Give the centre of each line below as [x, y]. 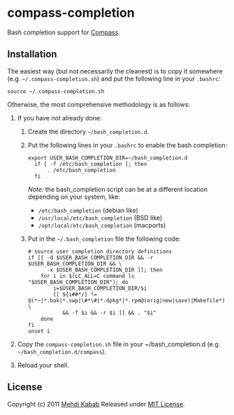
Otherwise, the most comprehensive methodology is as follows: [99, 104]
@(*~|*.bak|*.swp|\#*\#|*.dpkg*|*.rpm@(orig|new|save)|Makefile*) [126, 300]
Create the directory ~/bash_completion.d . [88, 132]
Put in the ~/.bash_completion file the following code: [104, 239]
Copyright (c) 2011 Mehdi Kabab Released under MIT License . [96, 404]
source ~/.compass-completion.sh [56, 91]
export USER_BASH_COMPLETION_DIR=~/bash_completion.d [108, 158]
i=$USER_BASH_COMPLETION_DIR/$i [100, 288]
